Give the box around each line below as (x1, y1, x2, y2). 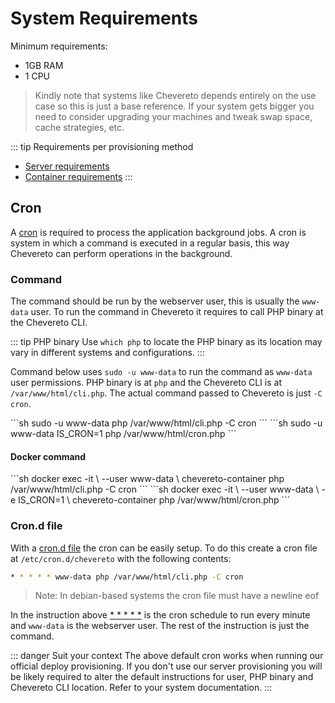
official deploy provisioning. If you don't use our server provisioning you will (10, 660, 323, 672)
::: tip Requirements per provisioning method (10, 140, 194, 152)
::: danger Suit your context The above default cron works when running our (10, 650, 324, 662)
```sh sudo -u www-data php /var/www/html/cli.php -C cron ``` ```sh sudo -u (10, 417, 323, 429)
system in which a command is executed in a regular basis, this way (10, 237, 290, 249)
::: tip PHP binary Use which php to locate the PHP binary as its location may (10, 336, 323, 348)
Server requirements (24, 160, 110, 172)
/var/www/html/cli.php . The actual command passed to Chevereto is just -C (10, 387, 323, 399)
